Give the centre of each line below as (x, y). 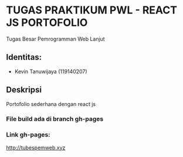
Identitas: (24, 57)
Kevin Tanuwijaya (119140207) (51, 71)
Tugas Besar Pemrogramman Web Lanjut (55, 39)
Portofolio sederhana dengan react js (51, 104)
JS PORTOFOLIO (47, 23)
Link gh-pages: (28, 135)
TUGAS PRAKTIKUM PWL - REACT (92, 10)
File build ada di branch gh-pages (55, 119)
